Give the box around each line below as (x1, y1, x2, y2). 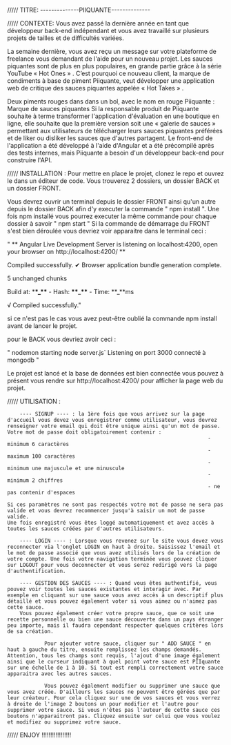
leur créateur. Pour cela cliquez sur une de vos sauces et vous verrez (7, 695, 221, 702)
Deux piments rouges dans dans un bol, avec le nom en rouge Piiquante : (7, 97, 215, 106)
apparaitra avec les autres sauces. (7, 670, 112, 677)
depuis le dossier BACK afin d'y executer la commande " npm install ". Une (7, 205, 219, 213)
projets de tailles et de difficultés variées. (7, 34, 124, 42)
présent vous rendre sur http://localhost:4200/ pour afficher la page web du (7, 376, 223, 385)
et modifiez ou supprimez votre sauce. (7, 719, 122, 726)
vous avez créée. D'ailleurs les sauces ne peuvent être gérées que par (7, 688, 221, 695)
